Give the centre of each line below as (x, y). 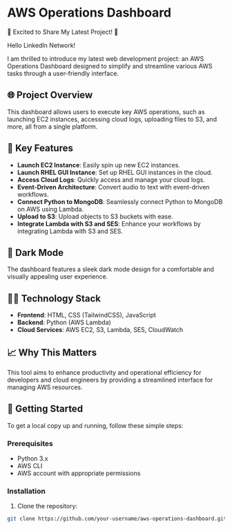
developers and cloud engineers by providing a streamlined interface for (110, 380)
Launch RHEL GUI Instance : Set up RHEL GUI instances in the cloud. (115, 172)
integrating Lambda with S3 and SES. (70, 231)
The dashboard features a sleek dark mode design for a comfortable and (110, 269)
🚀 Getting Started (45, 409)
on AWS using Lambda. (50, 209)
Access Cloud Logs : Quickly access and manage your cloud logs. (111, 179)
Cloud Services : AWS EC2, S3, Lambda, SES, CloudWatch (100, 330)
